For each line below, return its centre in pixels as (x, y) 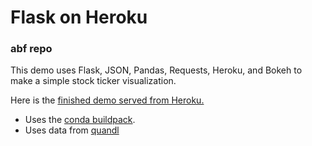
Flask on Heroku (79, 17)
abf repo (31, 49)
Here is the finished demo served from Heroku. (107, 100)
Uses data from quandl (72, 130)
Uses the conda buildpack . (80, 120)
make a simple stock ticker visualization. (93, 81)
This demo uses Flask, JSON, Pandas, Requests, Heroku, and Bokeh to (156, 70)
